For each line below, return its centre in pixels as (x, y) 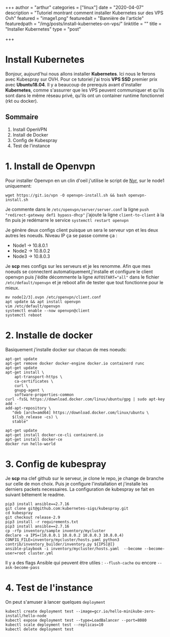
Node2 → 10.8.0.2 (31, 251)
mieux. (12, 288)
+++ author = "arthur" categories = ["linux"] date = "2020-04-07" (75, 7)
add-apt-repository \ (28, 408)
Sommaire (22, 117)
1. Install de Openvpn (50, 166)
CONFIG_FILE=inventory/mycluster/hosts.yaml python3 (62, 540)
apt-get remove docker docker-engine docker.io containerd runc (75, 363)
